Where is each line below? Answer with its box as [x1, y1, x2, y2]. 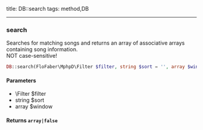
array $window [14, 103, 53, 110]
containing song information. [6, 46, 78, 53]
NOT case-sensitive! [6, 52, 57, 60]
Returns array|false [6, 117, 58, 124]
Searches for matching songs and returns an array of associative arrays [6, 39, 185, 47]
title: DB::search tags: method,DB [6, 5, 89, 12]
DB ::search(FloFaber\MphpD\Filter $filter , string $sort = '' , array [6, 64, 185, 70]
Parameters [6, 76, 36, 84]
